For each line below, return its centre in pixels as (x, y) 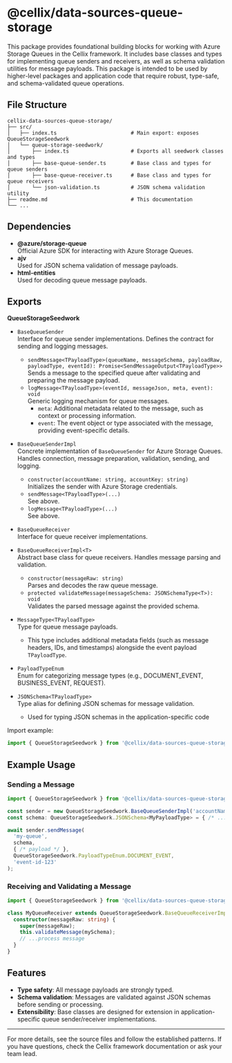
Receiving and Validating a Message (69, 886)
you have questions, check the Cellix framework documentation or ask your (115, 1046)
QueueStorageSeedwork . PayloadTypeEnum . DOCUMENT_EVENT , (94, 856)
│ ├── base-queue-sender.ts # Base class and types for (109, 163)
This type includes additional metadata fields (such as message (118, 640)
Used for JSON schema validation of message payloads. (97, 265)
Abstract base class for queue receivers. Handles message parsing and (119, 557)
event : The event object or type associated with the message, (125, 423)
